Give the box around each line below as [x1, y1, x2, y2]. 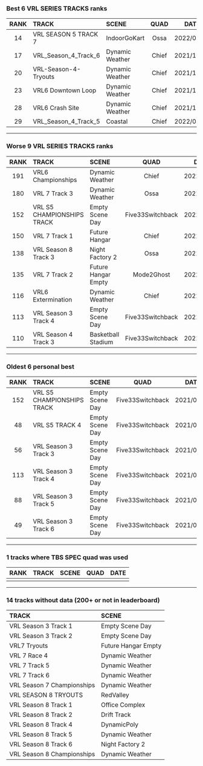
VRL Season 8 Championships [9, 750, 95, 759]
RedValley [100, 691, 129, 699]
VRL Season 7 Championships [9, 681, 95, 690]
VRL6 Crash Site [33, 104, 80, 112]
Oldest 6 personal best [6, 362, 74, 371]
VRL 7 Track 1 [33, 232, 74, 240]
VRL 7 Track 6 [9, 671, 50, 680]
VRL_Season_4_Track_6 [33, 52, 101, 60]
